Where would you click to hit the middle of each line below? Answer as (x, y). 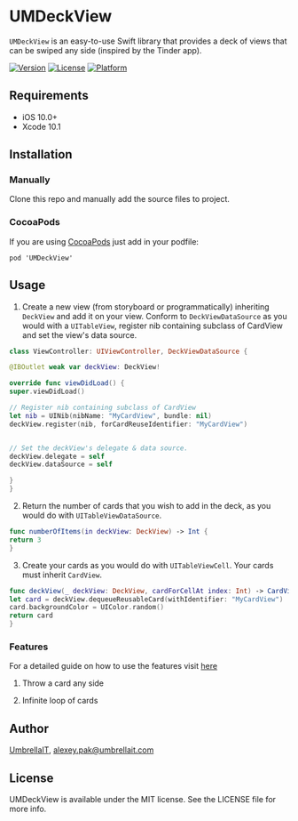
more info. (28, 809)
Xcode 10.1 (41, 126)
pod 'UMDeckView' (41, 258)
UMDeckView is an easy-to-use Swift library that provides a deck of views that (148, 41)
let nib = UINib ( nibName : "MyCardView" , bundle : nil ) (111, 415)
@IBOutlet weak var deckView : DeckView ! (85, 367)
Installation (41, 154)
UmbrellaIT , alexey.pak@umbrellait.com (82, 750)
